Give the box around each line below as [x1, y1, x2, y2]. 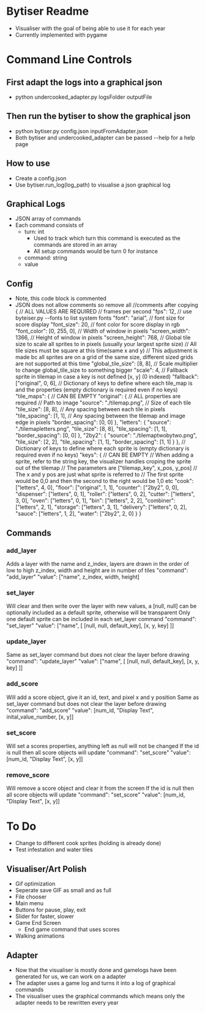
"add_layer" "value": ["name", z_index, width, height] [6, 573, 140, 581]
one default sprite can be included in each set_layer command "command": [6, 616, 197, 623]
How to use [6, 158, 50, 169]
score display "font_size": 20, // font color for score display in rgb [15, 321, 181, 328]
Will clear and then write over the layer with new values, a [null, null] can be [6, 603, 197, 610]
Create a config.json [15, 174, 67, 182]
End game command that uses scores [24, 925, 120, 933]
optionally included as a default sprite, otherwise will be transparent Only [6, 609, 191, 616]
